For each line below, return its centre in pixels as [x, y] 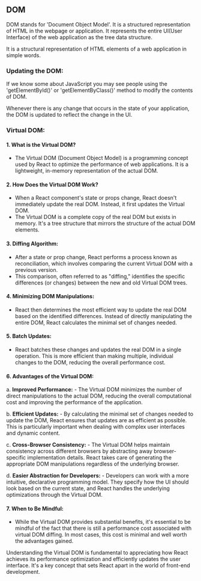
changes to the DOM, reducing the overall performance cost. [90, 363]
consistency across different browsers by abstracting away [79, 451]
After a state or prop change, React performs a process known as [96, 257]
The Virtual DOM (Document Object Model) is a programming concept [101, 158]
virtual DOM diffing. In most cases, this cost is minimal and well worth [101, 535]
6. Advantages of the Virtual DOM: [50, 376]
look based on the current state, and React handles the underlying [88, 488]
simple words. [23, 55]
